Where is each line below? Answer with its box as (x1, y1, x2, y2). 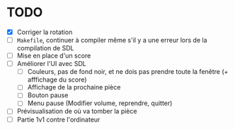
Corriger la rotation (16, 28, 73, 36)
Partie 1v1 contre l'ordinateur (16, 115, 101, 124)
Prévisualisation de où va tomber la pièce (16, 107, 137, 116)
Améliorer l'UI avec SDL (16, 60, 86, 68)
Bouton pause (27, 91, 69, 99)
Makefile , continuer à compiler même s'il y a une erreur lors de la (16, 36, 207, 44)
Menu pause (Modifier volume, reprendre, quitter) (27, 99, 173, 107)
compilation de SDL (16, 44, 74, 53)
